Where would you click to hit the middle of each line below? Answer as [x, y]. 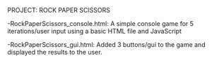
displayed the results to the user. [55, 52]
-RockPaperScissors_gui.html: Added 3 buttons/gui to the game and [106, 44]
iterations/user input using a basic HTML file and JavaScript [95, 31]
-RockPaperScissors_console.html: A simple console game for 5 [101, 23]
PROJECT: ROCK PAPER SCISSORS [59, 10]
